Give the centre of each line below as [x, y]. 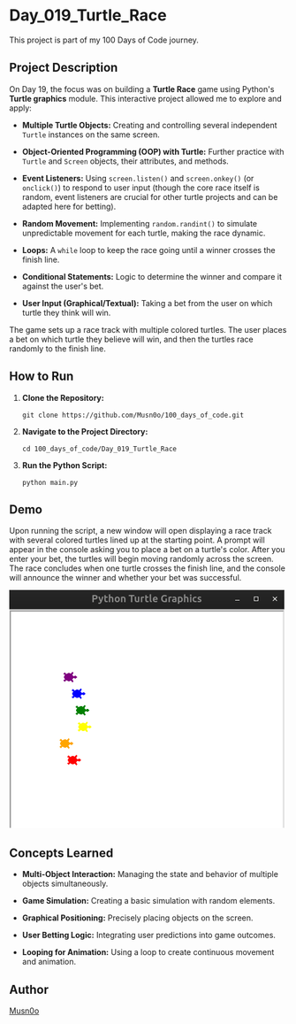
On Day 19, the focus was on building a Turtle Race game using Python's [142, 89]
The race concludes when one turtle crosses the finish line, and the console [147, 568]
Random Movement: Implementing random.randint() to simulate [140, 223]
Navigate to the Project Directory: [85, 431]
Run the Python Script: [65, 465]
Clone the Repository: [63, 397]
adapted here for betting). [69, 206]
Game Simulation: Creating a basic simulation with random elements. [148, 901]
